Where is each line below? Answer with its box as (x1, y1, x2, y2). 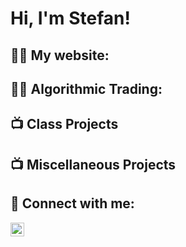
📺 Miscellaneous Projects (10, 156, 177, 173)
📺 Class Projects (10, 116, 119, 133)
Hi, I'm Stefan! (10, 7, 131, 30)
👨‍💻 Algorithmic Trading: (10, 80, 163, 97)
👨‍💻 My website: (10, 47, 110, 64)
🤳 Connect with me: (10, 195, 135, 212)
